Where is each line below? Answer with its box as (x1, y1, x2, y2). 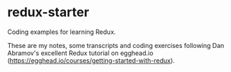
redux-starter (7, 4, 90, 20)
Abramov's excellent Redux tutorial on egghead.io (7, 49, 154, 57)
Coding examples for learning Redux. (7, 28, 116, 36)
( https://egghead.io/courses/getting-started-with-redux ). (7, 56, 176, 64)
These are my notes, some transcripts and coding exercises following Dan (7, 41, 225, 49)
